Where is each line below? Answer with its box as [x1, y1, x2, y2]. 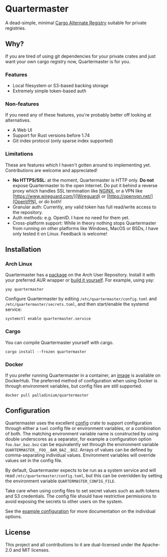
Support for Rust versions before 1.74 [12, 132, 90, 139]
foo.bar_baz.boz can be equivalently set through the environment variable [5, 441, 159, 447]
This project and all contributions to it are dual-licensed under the [5, 541, 141, 547]
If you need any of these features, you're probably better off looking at [5, 112, 152, 118]
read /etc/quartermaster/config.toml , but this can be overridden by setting [5, 472, 162, 478]
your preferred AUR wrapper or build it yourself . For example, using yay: [5, 277, 154, 283]
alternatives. [5, 117, 31, 124]
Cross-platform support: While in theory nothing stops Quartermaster [12, 220, 156, 226]
